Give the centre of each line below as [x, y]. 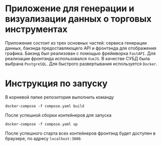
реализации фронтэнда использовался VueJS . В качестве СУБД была [78, 58]
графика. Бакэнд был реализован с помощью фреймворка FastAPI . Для [81, 53]
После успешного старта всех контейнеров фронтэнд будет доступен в [81, 133]
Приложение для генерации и [70, 9]
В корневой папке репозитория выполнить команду [60, 97]
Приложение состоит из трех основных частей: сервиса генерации [76, 43]
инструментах [36, 29]
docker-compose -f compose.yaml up [41, 124]
